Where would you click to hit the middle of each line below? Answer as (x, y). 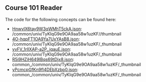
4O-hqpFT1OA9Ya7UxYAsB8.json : (46, 39)
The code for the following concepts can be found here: (61, 19)
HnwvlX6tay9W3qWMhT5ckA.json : (47, 29)
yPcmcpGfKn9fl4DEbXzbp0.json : (45, 70)
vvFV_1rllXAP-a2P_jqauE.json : (42, 49)
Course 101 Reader (34, 8)
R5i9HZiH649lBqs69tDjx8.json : (43, 59)
